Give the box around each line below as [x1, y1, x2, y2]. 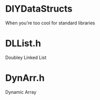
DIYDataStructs [5, 3, 73, 15]
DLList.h [5, 38, 42, 49]
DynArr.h [5, 72, 45, 84]
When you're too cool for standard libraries [5, 20, 95, 26]
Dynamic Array [5, 89, 37, 95]
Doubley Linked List [5, 54, 47, 60]
